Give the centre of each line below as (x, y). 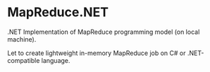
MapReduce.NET (58, 12)
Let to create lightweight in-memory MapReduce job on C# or (97, 53)
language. (56, 60)
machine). (22, 39)
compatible (24, 60)
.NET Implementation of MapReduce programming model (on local (104, 32)
